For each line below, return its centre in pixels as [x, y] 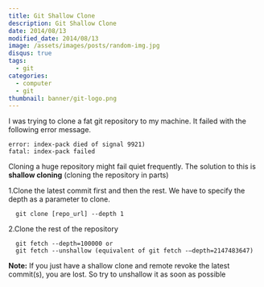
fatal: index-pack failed [52, 152]
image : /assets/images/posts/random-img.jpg [84, 46]
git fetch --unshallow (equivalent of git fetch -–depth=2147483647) [134, 251]
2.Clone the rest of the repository [64, 229]
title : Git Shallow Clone [52, 16]
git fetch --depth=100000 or [64, 244]
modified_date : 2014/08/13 [54, 38]
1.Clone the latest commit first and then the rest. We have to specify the [127, 191]
